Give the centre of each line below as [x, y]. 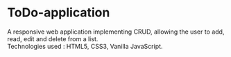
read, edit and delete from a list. [53, 38]
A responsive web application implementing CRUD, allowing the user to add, [116, 32]
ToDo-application [59, 13]
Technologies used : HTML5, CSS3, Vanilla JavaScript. [85, 46]
